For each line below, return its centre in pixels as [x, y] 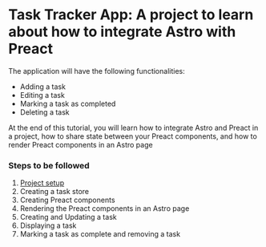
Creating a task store [54, 192]
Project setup [42, 183]
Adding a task [43, 87]
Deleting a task [44, 112]
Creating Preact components [67, 200]
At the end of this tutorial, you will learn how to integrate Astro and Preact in [133, 128]
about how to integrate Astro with [122, 32]
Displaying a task [48, 225]
